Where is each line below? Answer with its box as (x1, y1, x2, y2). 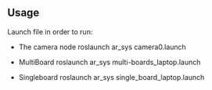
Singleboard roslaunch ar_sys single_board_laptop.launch (18, 72, 205, 81)
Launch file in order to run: (7, 27, 93, 36)
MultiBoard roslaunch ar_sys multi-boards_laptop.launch (18, 57, 201, 67)
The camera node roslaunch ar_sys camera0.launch (18, 42, 187, 52)
